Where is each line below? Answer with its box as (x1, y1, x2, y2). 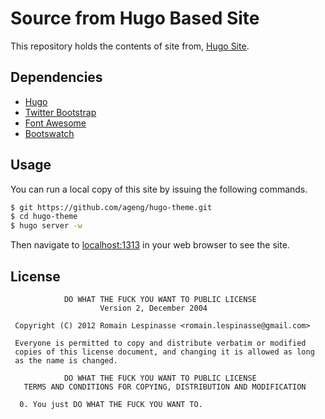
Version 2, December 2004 (99, 303, 208, 313)
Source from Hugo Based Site (10, 7, 260, 30)
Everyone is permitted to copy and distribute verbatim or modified (14, 338, 307, 348)
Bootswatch (24, 127, 75, 139)
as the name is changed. (14, 356, 118, 366)
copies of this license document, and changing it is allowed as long (14, 347, 315, 357)
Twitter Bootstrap (24, 106, 97, 118)
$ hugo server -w (10, 221, 83, 231)
